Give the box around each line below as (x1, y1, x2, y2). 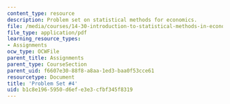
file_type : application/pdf (7, 29, 88, 36)
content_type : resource (7, 10, 75, 17)
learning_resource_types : (7, 36, 81, 42)
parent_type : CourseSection (7, 61, 88, 68)
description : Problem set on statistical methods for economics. (7, 16, 197, 23)
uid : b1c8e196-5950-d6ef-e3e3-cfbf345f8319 (7, 86, 133, 93)
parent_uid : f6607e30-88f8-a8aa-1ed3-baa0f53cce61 (7, 67, 155, 74)
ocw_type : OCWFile (7, 49, 60, 55)
